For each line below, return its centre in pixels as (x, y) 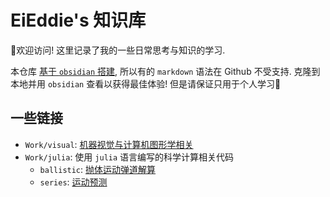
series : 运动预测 (73, 182)
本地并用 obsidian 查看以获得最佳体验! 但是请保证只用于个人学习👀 (146, 83)
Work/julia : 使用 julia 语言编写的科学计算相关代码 (129, 157)
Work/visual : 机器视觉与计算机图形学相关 (109, 144)
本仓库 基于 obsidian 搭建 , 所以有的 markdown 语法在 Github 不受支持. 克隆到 (165, 71)
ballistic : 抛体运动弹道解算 (98, 169)
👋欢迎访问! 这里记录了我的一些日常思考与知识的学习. (118, 50)
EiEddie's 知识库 (78, 20)
